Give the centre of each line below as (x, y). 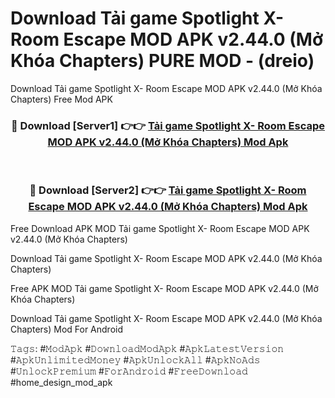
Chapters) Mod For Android (67, 329)
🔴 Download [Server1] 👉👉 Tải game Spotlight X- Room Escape (168, 125)
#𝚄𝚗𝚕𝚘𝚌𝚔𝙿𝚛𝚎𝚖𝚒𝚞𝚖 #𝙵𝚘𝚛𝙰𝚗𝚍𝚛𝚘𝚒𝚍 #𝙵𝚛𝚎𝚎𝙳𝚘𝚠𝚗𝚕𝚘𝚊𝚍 (129, 371)
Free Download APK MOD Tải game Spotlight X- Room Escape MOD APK (160, 228)
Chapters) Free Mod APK (61, 99)
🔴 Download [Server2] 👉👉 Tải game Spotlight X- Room (168, 190)
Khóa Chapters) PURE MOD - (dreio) (162, 61)
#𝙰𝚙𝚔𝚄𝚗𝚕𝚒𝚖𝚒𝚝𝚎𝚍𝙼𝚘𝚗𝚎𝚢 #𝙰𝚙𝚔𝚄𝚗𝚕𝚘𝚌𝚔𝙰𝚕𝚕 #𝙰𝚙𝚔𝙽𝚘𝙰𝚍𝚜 (135, 359)
